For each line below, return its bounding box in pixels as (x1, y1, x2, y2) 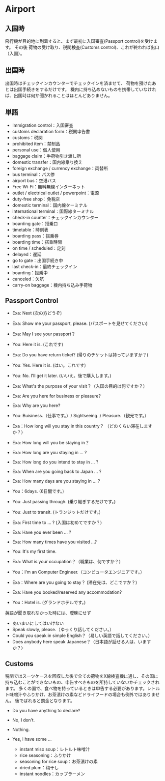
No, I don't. (12, 717, 35, 723)
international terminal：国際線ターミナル (12, 208, 94, 214)
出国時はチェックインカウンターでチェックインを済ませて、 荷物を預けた (5, 80, 152, 86)
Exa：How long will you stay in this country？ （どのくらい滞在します (12, 423, 153, 429)
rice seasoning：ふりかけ (19, 752, 71, 758)
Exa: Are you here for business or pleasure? (12, 393, 101, 399)
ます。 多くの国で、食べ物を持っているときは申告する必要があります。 (5, 686, 147, 692)
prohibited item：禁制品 (12, 141, 60, 146)
